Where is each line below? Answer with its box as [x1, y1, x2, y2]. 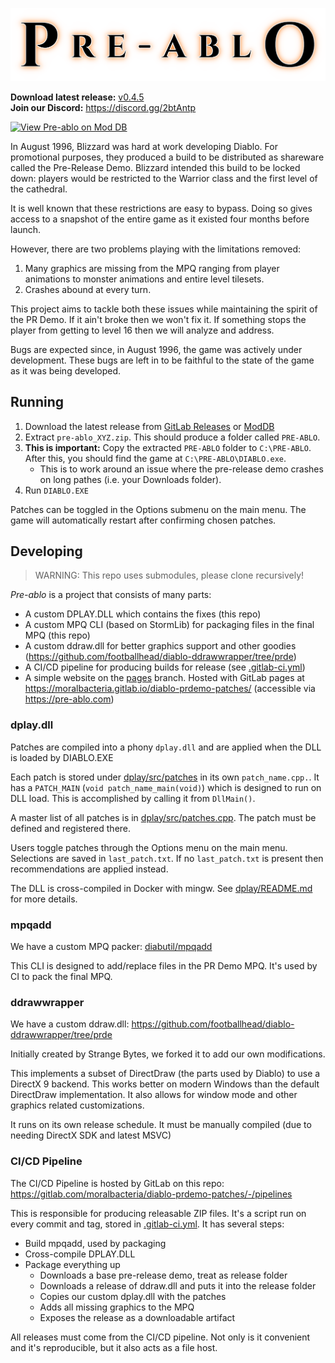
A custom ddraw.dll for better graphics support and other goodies [24, 640, 297, 652]
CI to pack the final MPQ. [10, 970, 113, 982]
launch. [10, 223, 42, 235]
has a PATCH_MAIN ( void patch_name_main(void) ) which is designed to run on [10, 781, 322, 793]
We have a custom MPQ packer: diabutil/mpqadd [10, 940, 213, 952]
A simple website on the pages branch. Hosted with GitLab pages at [24, 672, 305, 684]
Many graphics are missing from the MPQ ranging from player [24, 262, 280, 274]
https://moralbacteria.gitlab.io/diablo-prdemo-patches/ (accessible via [24, 683, 316, 695]
